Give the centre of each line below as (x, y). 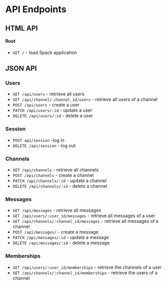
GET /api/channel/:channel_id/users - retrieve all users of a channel (85, 99)
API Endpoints (36, 9)
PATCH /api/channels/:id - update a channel (59, 181)
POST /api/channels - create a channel (53, 175)
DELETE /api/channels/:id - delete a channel (60, 186)
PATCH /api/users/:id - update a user (53, 110)
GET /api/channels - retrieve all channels (56, 170)
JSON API (21, 69)
